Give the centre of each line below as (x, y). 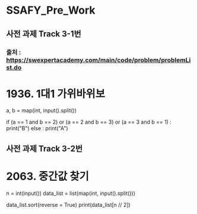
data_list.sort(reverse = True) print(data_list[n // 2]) (68, 204)
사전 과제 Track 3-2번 (45, 148)
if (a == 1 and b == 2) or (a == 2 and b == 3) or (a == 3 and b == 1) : (89, 122)
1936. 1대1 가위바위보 (56, 94)
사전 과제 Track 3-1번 (44, 34)
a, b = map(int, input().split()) (42, 111)
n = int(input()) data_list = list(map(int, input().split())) (71, 193)
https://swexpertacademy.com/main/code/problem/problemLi (99, 60)
